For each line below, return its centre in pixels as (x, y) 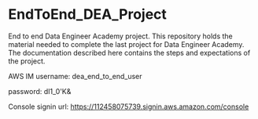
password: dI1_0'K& (40, 91)
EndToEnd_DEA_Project (88, 14)
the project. (27, 61)
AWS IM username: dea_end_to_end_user (75, 76)
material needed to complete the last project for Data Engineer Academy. (126, 44)
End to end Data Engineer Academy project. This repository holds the (121, 36)
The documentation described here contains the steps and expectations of (129, 52)
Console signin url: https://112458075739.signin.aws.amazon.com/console (129, 106)
